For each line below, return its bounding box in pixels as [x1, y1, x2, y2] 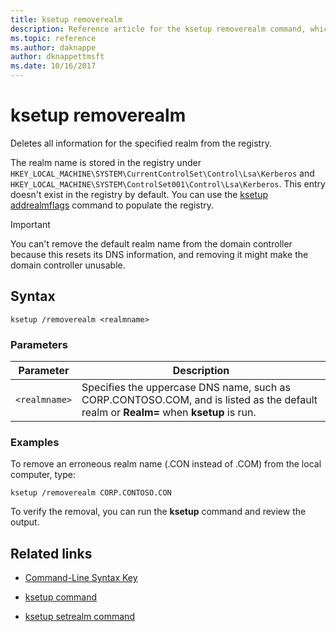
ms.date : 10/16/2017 [10, 61, 97, 71]
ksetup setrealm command [24, 611, 135, 623]
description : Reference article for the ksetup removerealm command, [10, 24, 307, 34]
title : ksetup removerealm [10, 14, 123, 25]
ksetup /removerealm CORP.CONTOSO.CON [10, 488, 172, 498]
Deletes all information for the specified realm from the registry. [10, 137, 272, 149]
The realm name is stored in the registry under [10, 156, 202, 168]
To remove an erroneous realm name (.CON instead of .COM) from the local [10, 458, 322, 470]
